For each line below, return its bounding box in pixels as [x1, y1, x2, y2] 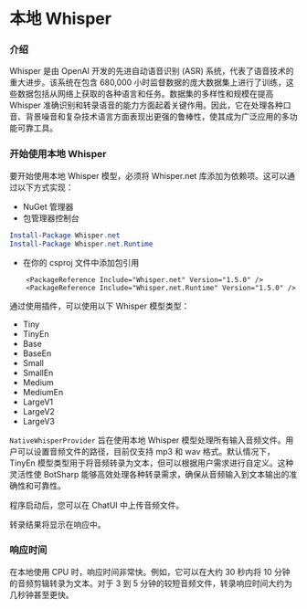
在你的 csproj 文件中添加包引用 [22, 257, 140, 268]
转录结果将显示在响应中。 [9, 519, 106, 530]
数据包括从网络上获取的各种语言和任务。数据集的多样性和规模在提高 [16, 89, 274, 100]
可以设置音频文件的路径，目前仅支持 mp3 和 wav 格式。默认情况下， [16, 446, 276, 457]
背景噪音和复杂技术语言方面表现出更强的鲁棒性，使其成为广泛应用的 [25, 111, 281, 122]
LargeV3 [22, 415, 55, 426]
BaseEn [22, 348, 52, 359]
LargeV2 [22, 405, 55, 416]
